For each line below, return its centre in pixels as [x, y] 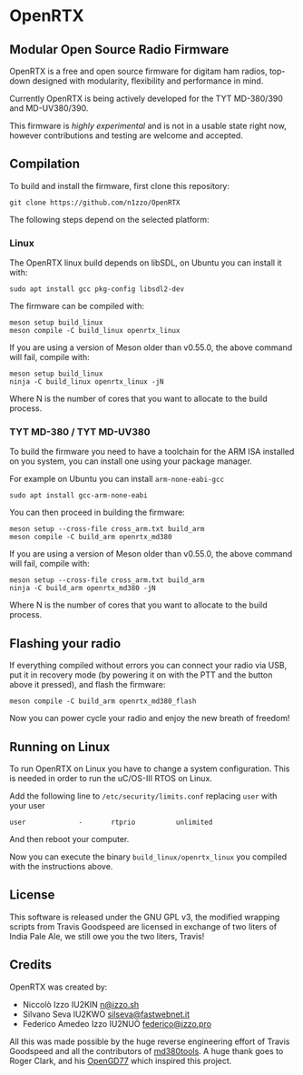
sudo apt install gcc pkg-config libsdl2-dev [97, 289]
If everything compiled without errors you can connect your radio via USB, [148, 666]
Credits [31, 965]
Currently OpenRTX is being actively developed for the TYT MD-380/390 [147, 98]
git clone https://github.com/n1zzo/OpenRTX [95, 202]
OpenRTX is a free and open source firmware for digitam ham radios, [138, 71]
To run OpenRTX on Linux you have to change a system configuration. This [150, 769]
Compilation [44, 164]
